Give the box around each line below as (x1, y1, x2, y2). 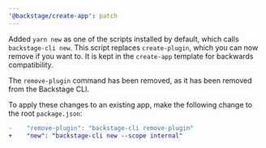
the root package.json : (8, 108, 83, 118)
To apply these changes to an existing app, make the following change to (8, 99, 253, 109)
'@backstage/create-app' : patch (8, 11, 118, 20)
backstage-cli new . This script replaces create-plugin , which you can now (8, 42, 259, 53)
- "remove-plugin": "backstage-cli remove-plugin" (8, 124, 195, 132)
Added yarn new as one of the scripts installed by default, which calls (8, 34, 239, 44)
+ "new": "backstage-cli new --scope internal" (8, 131, 183, 140)
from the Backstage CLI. (8, 84, 89, 94)
